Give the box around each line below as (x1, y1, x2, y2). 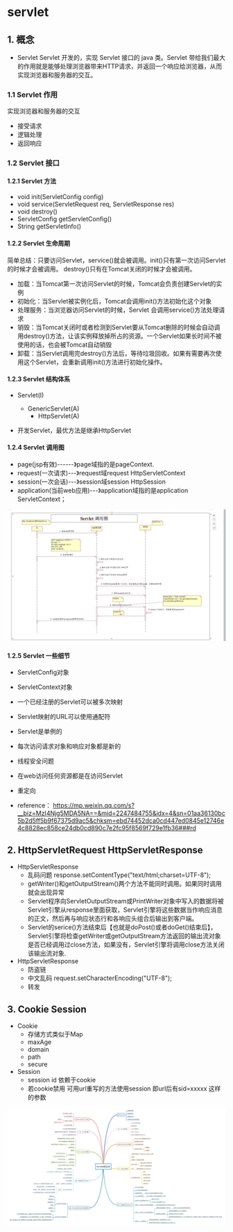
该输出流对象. (27, 949, 67, 958)
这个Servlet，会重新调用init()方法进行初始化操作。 (23, 358, 166, 366)
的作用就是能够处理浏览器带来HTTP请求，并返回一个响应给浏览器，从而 (17, 62, 223, 70)
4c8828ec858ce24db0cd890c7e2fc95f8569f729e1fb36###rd (17, 824, 196, 832)
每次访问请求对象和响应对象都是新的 (17, 742, 121, 750)
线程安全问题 (17, 757, 54, 766)
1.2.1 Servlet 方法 (7, 177, 57, 185)
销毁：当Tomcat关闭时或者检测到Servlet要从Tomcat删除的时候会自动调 (17, 323, 221, 331)
